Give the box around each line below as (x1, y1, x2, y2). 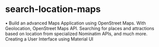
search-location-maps (5, 3, 101, 15)
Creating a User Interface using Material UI (5, 36, 93, 42)
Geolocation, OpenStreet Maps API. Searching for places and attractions (5, 25, 154, 31)
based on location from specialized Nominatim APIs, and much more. (5, 30, 147, 36)
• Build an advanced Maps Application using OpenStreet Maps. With (5, 20, 146, 26)
